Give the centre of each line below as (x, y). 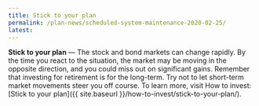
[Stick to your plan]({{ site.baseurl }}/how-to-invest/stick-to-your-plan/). (125, 94)
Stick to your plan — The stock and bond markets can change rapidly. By (127, 53)
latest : (21, 30)
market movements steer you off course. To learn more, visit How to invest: (130, 86)
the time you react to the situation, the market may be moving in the (118, 60)
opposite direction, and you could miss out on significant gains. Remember (129, 69)
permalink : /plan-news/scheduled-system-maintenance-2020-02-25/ (117, 23)
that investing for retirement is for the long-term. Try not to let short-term (126, 77)
